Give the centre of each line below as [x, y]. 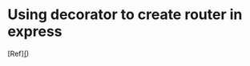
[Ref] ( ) [18, 53]
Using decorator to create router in [125, 15]
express [35, 31]
